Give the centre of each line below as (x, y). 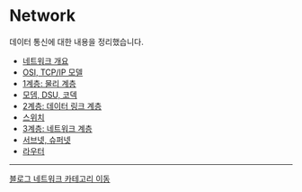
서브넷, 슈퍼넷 (47, 140)
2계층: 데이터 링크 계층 (62, 105)
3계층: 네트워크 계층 (57, 128)
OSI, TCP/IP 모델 (53, 72)
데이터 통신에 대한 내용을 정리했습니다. (76, 41)
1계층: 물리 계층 (49, 83)
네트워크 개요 (45, 60)
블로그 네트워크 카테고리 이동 (60, 178)
